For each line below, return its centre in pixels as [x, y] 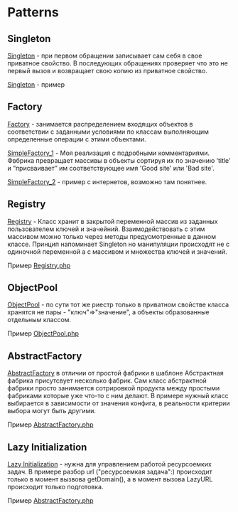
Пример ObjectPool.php [43, 334]
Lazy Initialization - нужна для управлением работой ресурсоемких [109, 464]
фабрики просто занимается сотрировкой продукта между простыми [114, 388]
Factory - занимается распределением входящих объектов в [100, 124]
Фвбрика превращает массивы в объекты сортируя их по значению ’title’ [119, 160]
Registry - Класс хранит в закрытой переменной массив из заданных [113, 221]
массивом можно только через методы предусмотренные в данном [112, 236]
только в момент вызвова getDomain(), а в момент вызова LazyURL [110, 479]
